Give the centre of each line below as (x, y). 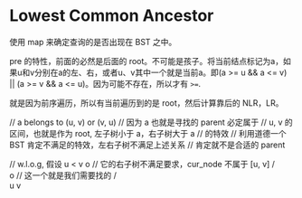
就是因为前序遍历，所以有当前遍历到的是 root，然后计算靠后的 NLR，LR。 (146, 103)
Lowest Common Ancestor (112, 16)
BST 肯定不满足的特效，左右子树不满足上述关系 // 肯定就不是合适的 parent (147, 145)
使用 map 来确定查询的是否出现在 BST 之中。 (93, 42)
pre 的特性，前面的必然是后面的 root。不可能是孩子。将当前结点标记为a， (146, 61)
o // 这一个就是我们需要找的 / (63, 175)
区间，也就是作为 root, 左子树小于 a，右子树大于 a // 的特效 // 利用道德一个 (148, 133)
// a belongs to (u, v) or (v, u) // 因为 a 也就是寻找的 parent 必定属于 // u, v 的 (151, 122)
